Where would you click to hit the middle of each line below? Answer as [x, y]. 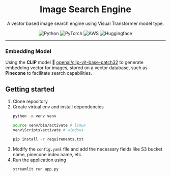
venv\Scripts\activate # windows [48, 130]
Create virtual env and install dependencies [58, 107]
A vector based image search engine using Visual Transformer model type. [85, 23]
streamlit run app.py [35, 169]
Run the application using [39, 160]
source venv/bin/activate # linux [49, 125]
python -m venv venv [34, 116]
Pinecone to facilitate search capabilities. [49, 73]
